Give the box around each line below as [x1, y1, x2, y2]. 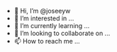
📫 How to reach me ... [13, 37, 80, 45]
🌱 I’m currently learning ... [13, 22, 90, 30]
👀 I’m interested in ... [13, 14, 74, 22]
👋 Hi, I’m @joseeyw [13, 7, 71, 15]
